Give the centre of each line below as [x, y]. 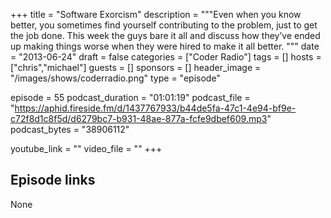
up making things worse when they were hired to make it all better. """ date [165, 46]
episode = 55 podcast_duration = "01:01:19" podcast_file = [130, 97]
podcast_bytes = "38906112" [70, 129]
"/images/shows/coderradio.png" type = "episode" [115, 78]
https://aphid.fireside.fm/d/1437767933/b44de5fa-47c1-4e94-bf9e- [155, 108]
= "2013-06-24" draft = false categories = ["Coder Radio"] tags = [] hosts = [166, 57]
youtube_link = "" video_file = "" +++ [86, 148]
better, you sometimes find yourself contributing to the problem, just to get [164, 25]
